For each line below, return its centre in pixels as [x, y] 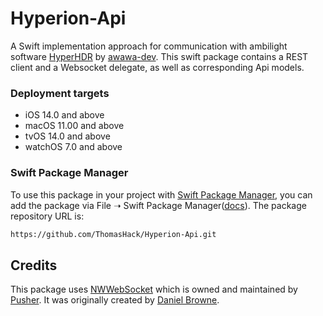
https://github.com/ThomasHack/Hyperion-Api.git [113, 234]
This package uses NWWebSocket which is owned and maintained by [154, 289]
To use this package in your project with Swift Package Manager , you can [161, 194]
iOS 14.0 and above [64, 115]
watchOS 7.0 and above [73, 147]
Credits [34, 265]
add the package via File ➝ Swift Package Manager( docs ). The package [158, 205]
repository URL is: [47, 216]
